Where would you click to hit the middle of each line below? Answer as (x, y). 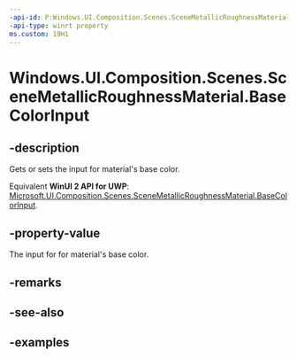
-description (44, 148)
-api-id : (25, 17)
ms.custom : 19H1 (39, 34)
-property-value (55, 233)
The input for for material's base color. (79, 254)
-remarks (35, 282)
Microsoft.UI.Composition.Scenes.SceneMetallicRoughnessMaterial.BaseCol (148, 196)
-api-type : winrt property (59, 26)
